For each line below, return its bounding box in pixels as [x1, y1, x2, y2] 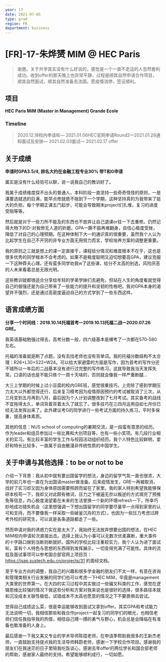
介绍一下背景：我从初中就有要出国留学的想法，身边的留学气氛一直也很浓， [5, 472, 157, 478]
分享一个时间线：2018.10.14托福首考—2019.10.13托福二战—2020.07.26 [5, 319, 151, 325]
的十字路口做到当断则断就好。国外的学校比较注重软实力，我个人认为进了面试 [5, 539, 161, 545]
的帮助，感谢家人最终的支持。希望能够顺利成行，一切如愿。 [5, 651, 126, 657]
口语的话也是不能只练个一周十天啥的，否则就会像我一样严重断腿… [13, 371, 148, 377]
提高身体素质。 [13, 413, 44, 419]
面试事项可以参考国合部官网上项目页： [13, 551, 92, 557]
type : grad [5, 16, 28, 21]
